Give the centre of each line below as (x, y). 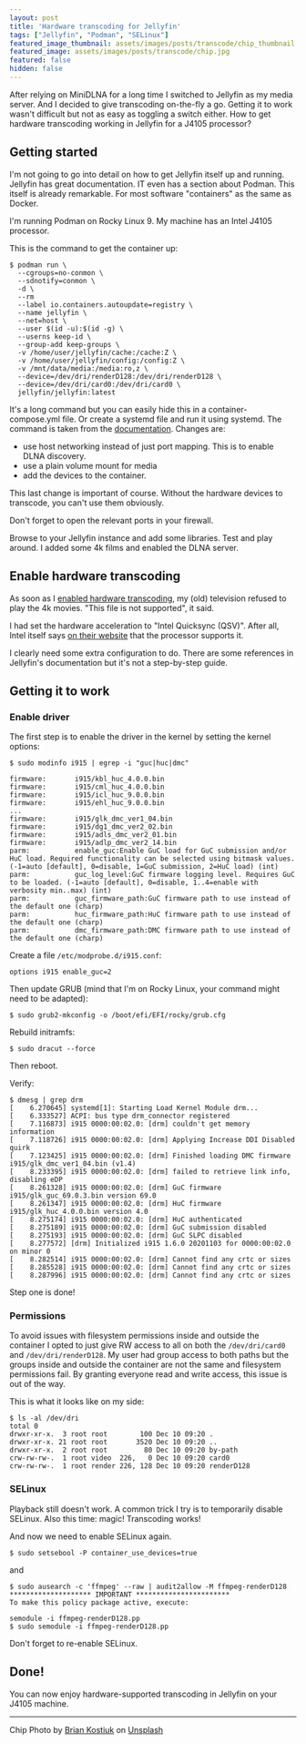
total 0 (24, 1426)
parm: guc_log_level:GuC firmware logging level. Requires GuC (153, 875)
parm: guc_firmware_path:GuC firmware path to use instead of (150, 899)
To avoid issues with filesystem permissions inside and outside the (134, 1336)
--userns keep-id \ (55, 337)
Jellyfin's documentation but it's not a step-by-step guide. (118, 662)
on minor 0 (30, 1252)
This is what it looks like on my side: (77, 1402)
